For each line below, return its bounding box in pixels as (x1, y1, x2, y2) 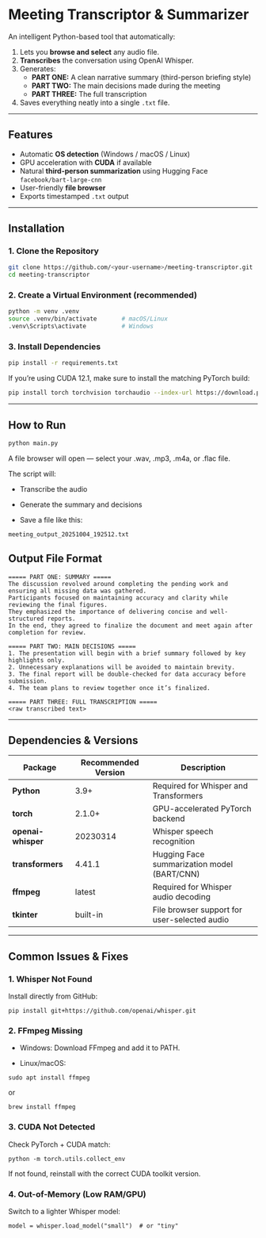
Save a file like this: (19, 515, 83, 524)
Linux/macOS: (19, 1059, 66, 1068)
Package (22, 762, 57, 773)
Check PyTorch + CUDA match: (8, 1140, 111, 1149)
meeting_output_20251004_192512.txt (8, 530, 129, 539)
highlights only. (8, 656, 66, 664)
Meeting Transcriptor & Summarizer (8, 6, 249, 24)
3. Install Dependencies (8, 341, 101, 352)
